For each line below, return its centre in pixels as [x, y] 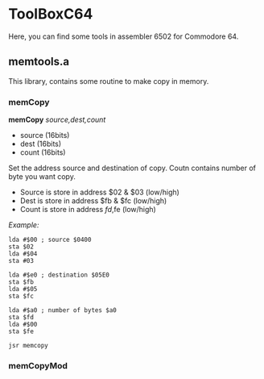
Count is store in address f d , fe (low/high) [88, 210]
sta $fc [21, 296]
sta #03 [21, 261]
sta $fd [21, 318]
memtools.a [39, 62]
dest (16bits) [41, 144]
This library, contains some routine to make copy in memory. [109, 81]
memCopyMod [38, 365]
